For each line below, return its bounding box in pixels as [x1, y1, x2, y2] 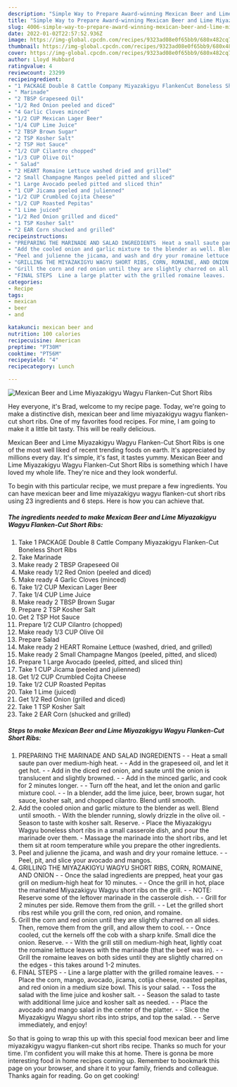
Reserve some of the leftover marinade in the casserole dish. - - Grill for [18, 893, 227, 901]
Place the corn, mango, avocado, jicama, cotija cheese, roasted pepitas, [18, 975, 228, 984]
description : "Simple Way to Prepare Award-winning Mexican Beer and [8, 10, 217, 18]
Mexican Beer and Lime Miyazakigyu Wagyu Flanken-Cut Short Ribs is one [8, 438, 224, 447]
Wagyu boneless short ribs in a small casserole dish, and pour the [18, 826, 210, 834]
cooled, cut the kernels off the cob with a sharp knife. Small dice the [18, 930, 217, 939]
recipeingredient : [8, 75, 62, 83]
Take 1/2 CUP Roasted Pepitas [18, 680, 106, 688]
